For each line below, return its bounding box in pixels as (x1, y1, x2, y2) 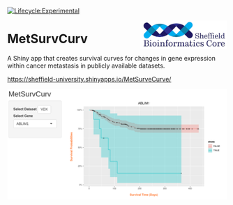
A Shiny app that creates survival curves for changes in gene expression (7, 54, 216, 62)
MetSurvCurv (7, 31, 89, 47)
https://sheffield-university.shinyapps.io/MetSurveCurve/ (7, 75, 172, 83)
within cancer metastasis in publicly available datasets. (7, 61, 165, 70)
